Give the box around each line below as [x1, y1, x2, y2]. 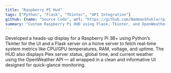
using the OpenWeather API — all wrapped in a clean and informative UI [5, 56, 156, 63]
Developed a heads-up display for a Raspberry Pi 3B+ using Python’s [5, 35, 150, 41]
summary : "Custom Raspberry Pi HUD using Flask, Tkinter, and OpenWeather [5, 21, 167, 27]
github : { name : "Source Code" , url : [5, 17, 83, 22]
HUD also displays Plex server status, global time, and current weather [5, 51, 154, 57]
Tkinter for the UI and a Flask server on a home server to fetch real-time [5, 41, 156, 47]
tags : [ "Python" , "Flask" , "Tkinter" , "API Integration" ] [5, 12, 131, 17]
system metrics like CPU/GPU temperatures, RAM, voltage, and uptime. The [5, 46, 164, 52]
